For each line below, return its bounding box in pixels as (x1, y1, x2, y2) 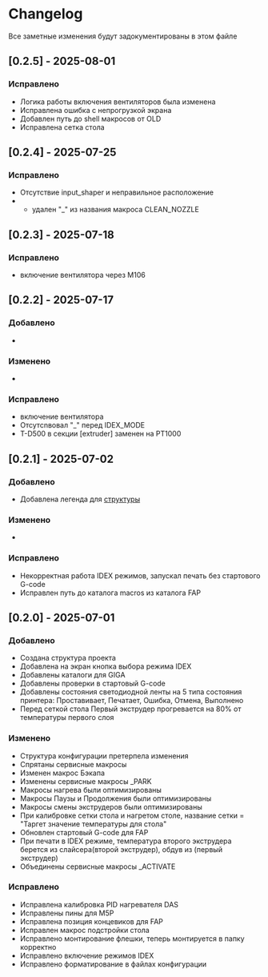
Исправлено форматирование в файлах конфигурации (19, 959, 207, 969)
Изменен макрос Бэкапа (19, 768, 106, 778)
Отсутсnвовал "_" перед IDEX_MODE (19, 420, 146, 430)
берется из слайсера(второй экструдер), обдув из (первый (19, 844, 222, 854)
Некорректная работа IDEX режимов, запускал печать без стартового (19, 570, 261, 581)
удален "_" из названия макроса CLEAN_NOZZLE (31, 205, 200, 215)
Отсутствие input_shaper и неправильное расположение (19, 187, 214, 197)
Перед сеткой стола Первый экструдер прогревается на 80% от (19, 704, 242, 714)
